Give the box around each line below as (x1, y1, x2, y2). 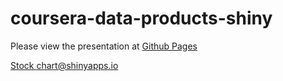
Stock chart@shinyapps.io (10, 59, 119, 71)
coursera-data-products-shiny (10, 7, 273, 30)
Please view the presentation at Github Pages (10, 40, 198, 52)
